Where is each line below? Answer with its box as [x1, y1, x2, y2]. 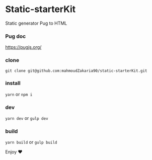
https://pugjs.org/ [5, 44, 42, 50]
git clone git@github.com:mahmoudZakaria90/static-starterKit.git [5, 68, 147, 73]
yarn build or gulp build [5, 139, 57, 145]
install [5, 79, 21, 87]
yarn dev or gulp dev [5, 115, 49, 121]
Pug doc [5, 33, 26, 40]
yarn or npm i [5, 91, 33, 97]
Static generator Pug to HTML [5, 20, 67, 26]
